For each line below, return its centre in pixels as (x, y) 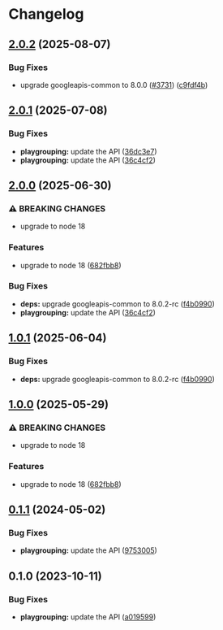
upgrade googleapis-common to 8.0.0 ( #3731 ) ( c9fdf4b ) (114, 85)
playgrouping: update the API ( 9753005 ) (89, 550)
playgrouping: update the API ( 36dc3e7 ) (88, 151)
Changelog (46, 14)
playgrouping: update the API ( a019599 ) (88, 617)
